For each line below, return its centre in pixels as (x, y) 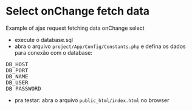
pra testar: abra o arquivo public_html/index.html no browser (92, 100)
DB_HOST (17, 64)
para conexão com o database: (53, 52)
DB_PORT (17, 70)
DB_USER (17, 82)
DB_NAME (17, 76)
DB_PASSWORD (23, 88)
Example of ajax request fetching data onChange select (75, 28)
